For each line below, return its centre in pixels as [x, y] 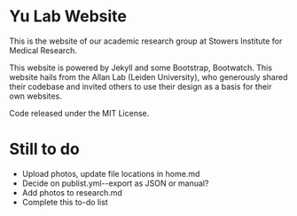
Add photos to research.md [72, 192]
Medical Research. [43, 50]
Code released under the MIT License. [79, 113]
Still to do [44, 149]
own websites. [35, 96]
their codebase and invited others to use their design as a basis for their [141, 86]
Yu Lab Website [68, 16]
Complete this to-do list [65, 202]
